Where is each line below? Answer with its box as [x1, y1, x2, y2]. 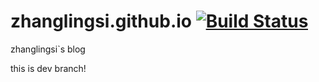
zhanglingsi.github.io [10, 10, 192, 33]
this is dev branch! [10, 62, 87, 74]
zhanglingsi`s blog [10, 43, 86, 55]
